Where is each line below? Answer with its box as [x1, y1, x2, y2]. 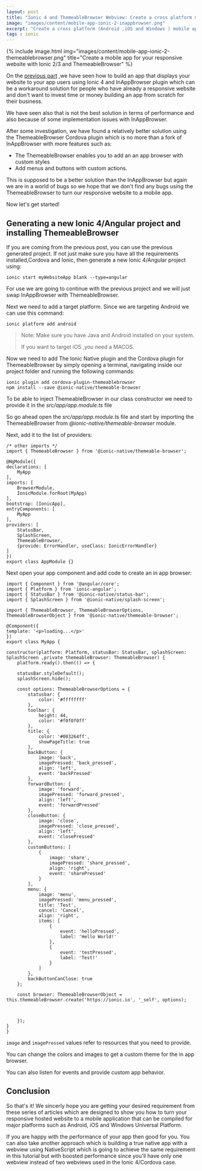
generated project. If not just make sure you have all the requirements [6, 250, 179, 257]
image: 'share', [49, 854, 90, 860]
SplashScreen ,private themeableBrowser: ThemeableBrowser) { [6, 654, 165, 661]
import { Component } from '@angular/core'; [6, 581, 120, 587]
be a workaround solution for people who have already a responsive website [6, 85, 196, 92]
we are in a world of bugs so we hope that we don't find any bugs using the [6, 183, 194, 190]
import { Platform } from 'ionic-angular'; [6, 586, 117, 592]
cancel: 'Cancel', [38, 907, 85, 913]
